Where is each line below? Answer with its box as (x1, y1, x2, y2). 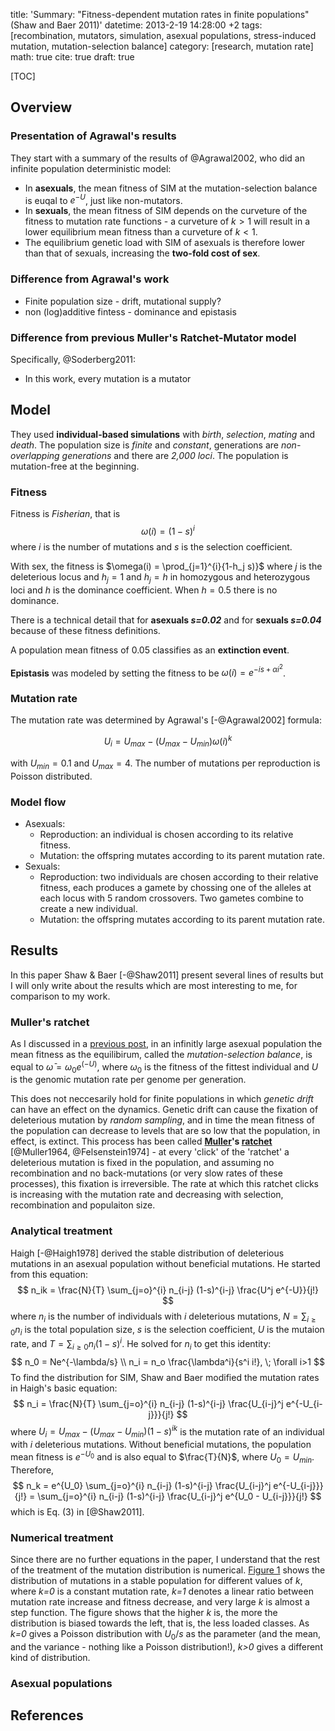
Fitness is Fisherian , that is (10, 508, 121, 520)
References (10, 1707, 84, 1724)
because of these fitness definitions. (10, 624, 161, 636)
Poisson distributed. (10, 770, 93, 782)
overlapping (10, 449, 60, 461)
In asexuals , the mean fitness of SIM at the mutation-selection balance (24, 182, 318, 194)
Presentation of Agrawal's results (10, 129, 177, 143)
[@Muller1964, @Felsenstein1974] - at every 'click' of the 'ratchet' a (10, 1146, 290, 1158)
